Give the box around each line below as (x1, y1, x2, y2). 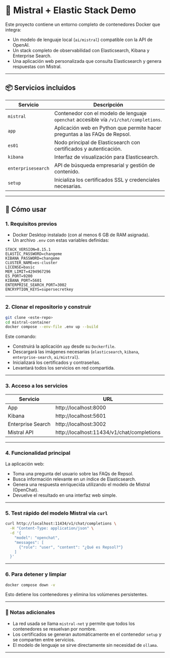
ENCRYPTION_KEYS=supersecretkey (5, 287, 73, 292)
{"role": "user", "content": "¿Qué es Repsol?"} (18, 544, 123, 550)
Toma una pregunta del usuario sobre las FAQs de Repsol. (12, 470, 134, 477)
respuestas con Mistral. (12, 63, 62, 69)
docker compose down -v (5, 582, 56, 588)
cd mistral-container (5, 319, 51, 325)
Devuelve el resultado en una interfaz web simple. (12, 492, 117, 498)
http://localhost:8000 (55, 404, 106, 411)
